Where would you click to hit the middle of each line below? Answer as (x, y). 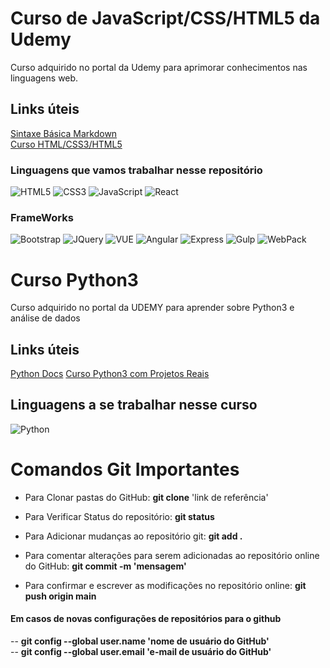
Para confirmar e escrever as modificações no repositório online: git (165, 585)
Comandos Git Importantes (125, 469)
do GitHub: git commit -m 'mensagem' (105, 566)
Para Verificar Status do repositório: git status (119, 516)
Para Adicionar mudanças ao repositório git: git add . (133, 536)
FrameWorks (42, 217)
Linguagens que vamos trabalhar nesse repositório (136, 170)
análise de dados (45, 318)
